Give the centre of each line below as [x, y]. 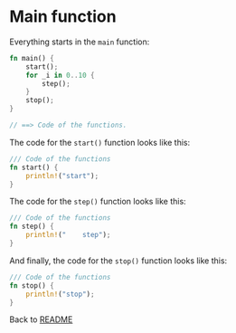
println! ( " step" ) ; [68, 235]
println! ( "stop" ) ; [60, 294]
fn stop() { [32, 285]
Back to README [41, 319]
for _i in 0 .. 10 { [60, 75]
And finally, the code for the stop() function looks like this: [118, 261]
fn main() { [32, 58]
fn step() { [32, 227]
